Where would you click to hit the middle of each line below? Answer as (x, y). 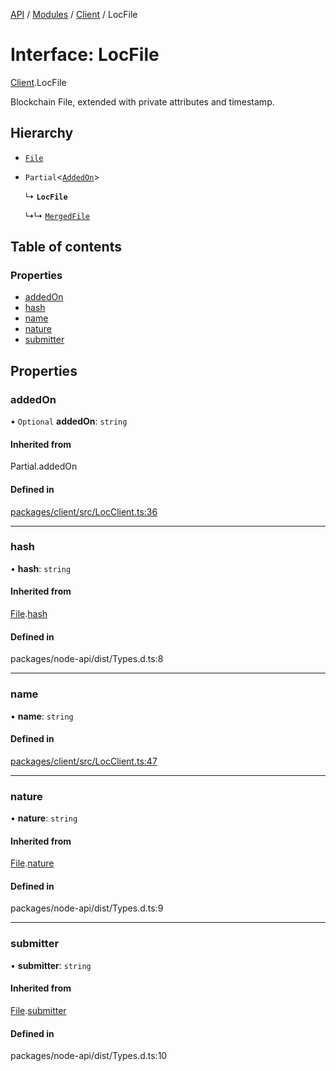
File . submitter (38, 1010)
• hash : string (41, 568)
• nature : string (44, 818)
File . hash (29, 614)
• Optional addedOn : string (69, 421)
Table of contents (66, 247)
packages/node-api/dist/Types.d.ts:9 (87, 908)
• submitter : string (51, 965)
